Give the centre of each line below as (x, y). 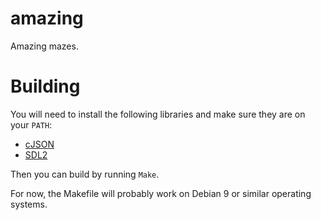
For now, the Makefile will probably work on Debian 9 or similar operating (161, 193)
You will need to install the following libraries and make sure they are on (158, 114)
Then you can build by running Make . (85, 174)
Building (45, 86)
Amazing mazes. (44, 46)
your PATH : (31, 124)
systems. (29, 204)
